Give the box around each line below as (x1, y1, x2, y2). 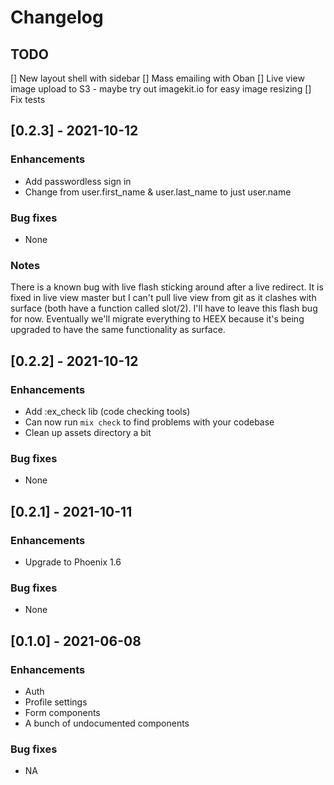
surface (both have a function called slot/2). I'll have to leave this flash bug (10, 302, 318, 315)
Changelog (10, 6, 104, 29)
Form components (24, 706, 101, 718)
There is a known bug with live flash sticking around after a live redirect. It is (10, 281, 324, 293)
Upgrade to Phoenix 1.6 (24, 556, 122, 568)
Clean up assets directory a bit (24, 426, 152, 438)
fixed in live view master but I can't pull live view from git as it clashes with (10, 292, 317, 304)
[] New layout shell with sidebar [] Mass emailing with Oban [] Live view (10, 72, 305, 84)
